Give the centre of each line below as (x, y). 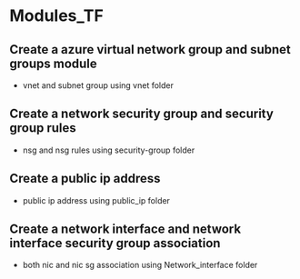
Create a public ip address (85, 179)
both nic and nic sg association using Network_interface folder (140, 265)
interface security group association (115, 243)
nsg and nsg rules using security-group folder (109, 150)
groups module (53, 63)
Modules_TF (57, 16)
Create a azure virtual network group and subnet (150, 50)
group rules (43, 128)
